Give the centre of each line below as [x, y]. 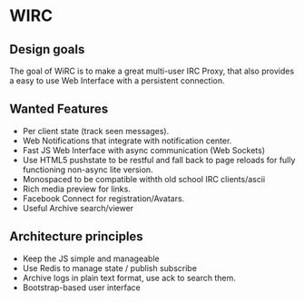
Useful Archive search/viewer [78, 208]
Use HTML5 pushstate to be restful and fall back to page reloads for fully [159, 160]
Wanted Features [59, 109]
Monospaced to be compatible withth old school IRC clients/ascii [144, 179]
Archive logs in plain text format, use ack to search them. [129, 278]
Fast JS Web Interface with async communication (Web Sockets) [144, 150]
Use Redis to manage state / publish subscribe [110, 268]
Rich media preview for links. [77, 189]
